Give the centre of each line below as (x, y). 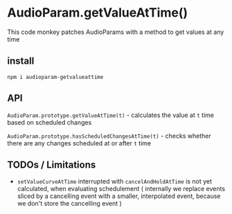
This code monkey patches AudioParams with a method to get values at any (116, 32)
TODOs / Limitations (52, 164)
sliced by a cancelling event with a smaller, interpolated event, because (119, 196)
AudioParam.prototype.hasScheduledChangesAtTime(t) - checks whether (109, 136)
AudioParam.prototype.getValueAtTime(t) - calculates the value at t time (111, 115)
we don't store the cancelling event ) (70, 204)
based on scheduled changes (50, 122)
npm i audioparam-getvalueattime (55, 77)
